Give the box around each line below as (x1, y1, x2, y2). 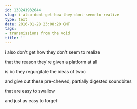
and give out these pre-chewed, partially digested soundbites (5, 78, 132, 84)
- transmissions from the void (5, 31, 70, 36)
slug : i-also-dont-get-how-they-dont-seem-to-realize (5, 12, 120, 17)
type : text (5, 17, 28, 22)
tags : (5, 26, 16, 31)
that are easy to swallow (5, 88, 55, 94)
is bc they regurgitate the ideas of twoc (5, 68, 86, 74)
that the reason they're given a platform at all (5, 59, 98, 65)
